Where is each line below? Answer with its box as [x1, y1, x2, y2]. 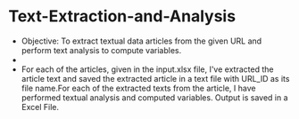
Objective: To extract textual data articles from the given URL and [21, 36, 262, 46]
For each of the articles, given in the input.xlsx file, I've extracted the [21, 64, 274, 75]
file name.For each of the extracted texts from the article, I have [21, 83, 256, 93]
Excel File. [21, 101, 60, 112]
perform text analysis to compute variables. [21, 44, 182, 55]
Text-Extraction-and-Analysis [8, 6, 237, 27]
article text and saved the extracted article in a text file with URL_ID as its [21, 73, 290, 83]
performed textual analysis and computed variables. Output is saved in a [21, 91, 288, 103]
